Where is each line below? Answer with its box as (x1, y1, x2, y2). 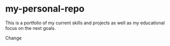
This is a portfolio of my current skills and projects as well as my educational (5, 20, 165, 26)
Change (5, 35, 22, 41)
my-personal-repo (5, 3, 85, 15)
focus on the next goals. (5, 25, 56, 31)
